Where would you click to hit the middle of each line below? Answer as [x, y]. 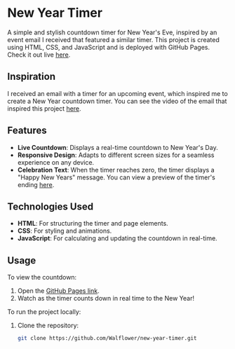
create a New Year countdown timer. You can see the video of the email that [117, 101]
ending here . [36, 184]
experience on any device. [56, 162]
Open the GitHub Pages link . [58, 291]
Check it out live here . [39, 55]
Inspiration [32, 77]
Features [27, 131]
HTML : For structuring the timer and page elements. [93, 224]
